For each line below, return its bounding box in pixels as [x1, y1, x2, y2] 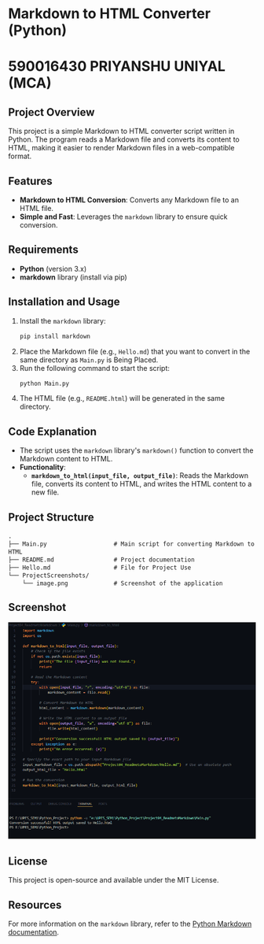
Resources [8, 898, 62, 912]
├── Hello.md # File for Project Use [8, 564, 192, 572]
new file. [31, 487, 60, 497]
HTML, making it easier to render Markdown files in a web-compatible [8, 143, 235, 153]
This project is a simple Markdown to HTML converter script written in [8, 127, 235, 136]
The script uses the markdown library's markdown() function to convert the [19, 446, 254, 455]
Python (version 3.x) [19, 264, 87, 273]
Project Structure [8, 510, 94, 524]
